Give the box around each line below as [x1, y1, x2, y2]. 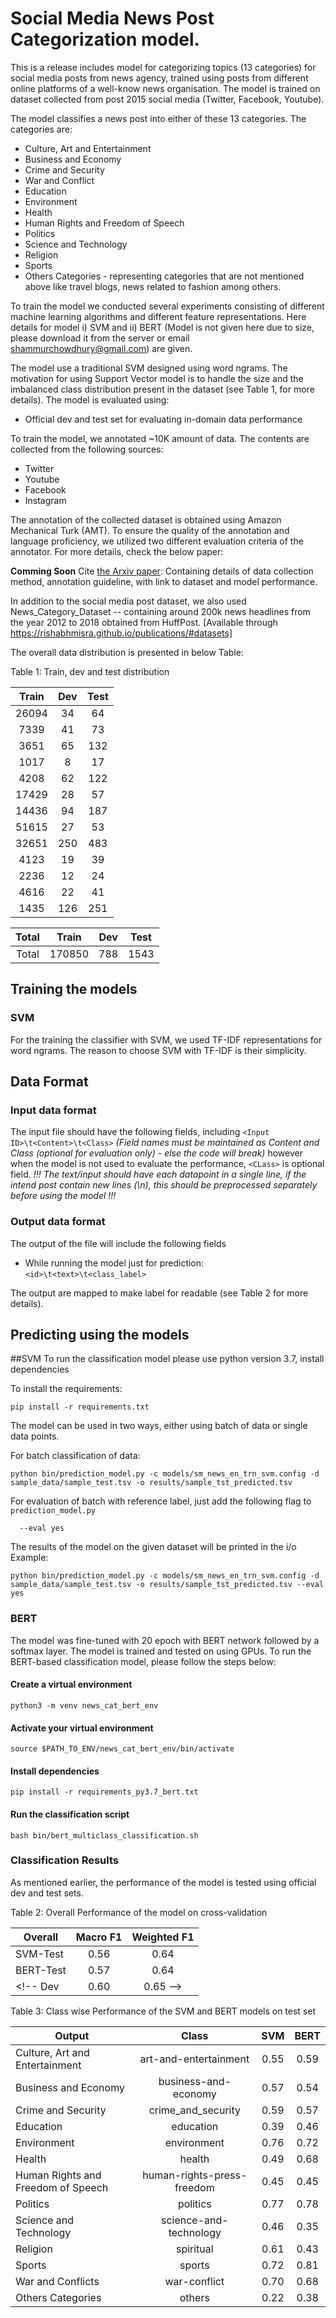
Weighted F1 [131, 1930, 195, 1944]
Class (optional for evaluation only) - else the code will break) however [10, 1147, 303, 1159]
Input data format [10, 1103, 97, 1117]
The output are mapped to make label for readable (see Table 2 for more [10, 1287, 309, 1299]
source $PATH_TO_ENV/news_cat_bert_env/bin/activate [10, 1744, 235, 1754]
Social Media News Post [10, 7, 215, 30]
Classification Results [10, 1853, 120, 1867]
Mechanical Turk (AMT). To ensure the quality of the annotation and [10, 524, 290, 536]
